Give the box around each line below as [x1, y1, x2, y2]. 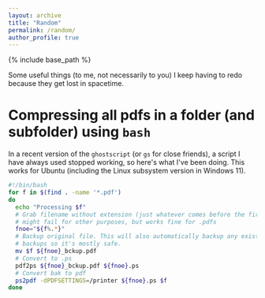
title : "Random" [8, 19, 62, 27]
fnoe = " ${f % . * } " [15, 225, 65, 233]
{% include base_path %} [8, 55, 91, 65]
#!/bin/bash [8, 181, 47, 189]
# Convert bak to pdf [15, 269, 87, 277]
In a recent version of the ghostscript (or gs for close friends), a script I [8, 149, 241, 158]
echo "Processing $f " [15, 203, 87, 211]
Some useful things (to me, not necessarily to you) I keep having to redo [8, 70, 243, 80]
